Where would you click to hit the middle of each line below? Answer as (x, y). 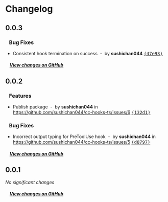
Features (20, 96)
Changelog (29, 9)
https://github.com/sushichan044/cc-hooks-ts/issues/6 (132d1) (81, 113)
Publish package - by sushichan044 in (55, 107)
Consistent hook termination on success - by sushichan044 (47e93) (88, 53)
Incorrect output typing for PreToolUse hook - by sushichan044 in (84, 137)
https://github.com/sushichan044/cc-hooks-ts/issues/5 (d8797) (81, 142)
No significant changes (30, 182)
